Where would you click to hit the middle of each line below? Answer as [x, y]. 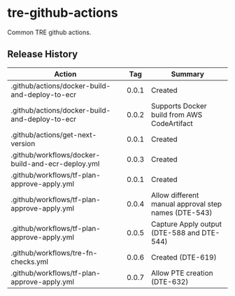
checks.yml [30, 262]
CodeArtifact [172, 123]
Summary [188, 73]
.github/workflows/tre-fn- [54, 253]
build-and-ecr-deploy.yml [55, 164]
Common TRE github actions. [49, 32]
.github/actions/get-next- [54, 134]
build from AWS [177, 115]
